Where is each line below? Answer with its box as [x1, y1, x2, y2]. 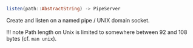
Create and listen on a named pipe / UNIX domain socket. [6, 16, 150, 24]
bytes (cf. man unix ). [6, 35, 57, 42]
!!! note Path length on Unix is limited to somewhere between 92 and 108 [6, 28, 188, 36]
